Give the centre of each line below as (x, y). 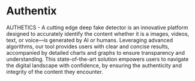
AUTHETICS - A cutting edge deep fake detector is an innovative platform (97, 27)
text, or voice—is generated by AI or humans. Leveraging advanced (90, 40)
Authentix (31, 11)
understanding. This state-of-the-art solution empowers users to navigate (97, 59)
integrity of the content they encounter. (55, 71)
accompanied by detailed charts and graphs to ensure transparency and (95, 52)
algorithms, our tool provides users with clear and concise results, (88, 46)
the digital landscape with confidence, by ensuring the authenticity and (94, 65)
